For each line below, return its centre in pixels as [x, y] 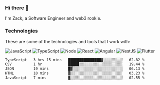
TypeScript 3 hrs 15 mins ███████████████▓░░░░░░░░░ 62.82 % [75, 60]
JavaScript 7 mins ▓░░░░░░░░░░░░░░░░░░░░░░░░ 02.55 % [75, 78]
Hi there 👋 [17, 8]
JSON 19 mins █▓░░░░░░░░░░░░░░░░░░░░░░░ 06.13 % [75, 69]
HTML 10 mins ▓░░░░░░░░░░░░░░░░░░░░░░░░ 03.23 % [75, 73]
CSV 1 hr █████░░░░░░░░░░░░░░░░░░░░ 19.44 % [75, 64]
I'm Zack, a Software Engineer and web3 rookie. [53, 18]
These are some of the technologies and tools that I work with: [68, 41]
